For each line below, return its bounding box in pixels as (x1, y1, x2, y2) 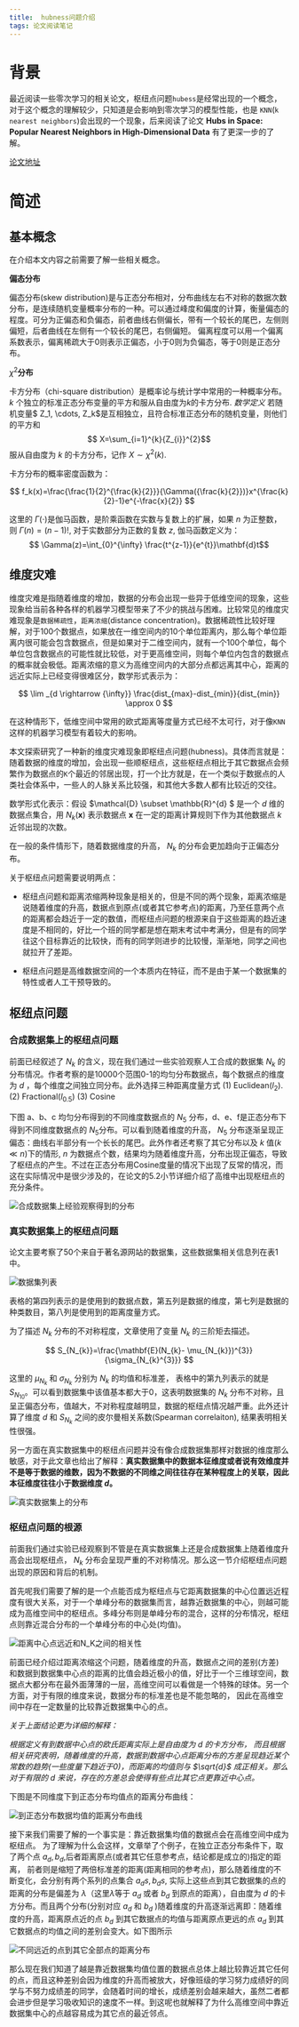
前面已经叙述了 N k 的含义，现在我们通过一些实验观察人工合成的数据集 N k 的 (9, 1055, 286, 1069)
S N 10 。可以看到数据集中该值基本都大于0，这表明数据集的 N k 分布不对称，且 (9, 1387, 285, 1401)
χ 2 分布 (9, 365, 34, 378)
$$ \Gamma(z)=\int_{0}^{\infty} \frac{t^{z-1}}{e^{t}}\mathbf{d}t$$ (28, 539, 270, 549)
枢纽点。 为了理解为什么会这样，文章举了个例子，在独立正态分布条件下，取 (9, 1840, 284, 1851)
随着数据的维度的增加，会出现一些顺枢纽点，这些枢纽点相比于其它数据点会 (9, 757, 281, 767)
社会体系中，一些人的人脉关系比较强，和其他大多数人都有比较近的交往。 (16, 779, 281, 789)
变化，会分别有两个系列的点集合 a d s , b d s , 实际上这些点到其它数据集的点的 (16, 1875, 287, 1887)
